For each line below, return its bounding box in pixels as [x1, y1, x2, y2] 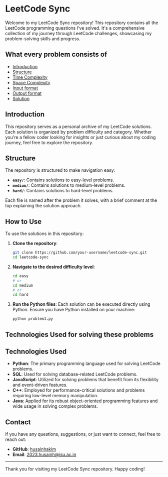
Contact [5, 418, 31, 426]
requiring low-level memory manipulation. [12, 393, 98, 399]
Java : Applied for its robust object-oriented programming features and [12, 398, 158, 404]
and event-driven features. [12, 382, 67, 388]
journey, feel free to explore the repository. [5, 139, 93, 146]
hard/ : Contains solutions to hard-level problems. [12, 188, 114, 194]
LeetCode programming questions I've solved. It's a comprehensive [5, 25, 145, 31]
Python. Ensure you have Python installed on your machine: [12, 307, 135, 313]
